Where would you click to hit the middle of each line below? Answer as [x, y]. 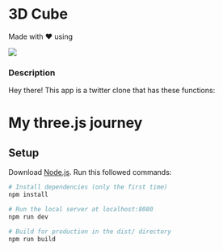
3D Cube [38, 14]
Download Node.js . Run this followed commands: [90, 172]
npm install [28, 195]
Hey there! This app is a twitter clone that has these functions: [112, 91]
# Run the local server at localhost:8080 [81, 209]
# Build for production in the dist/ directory [90, 232]
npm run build [32, 239]
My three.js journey [76, 123]
